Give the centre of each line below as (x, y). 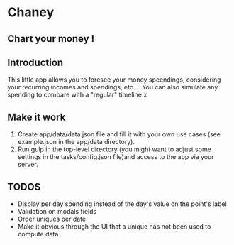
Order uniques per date (52, 219)
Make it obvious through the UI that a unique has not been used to (114, 227)
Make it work (37, 117)
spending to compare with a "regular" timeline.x (77, 95)
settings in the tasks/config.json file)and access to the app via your (116, 157)
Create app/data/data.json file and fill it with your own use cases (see (119, 134)
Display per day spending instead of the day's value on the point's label (122, 204)
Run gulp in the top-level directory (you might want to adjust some (114, 149)
